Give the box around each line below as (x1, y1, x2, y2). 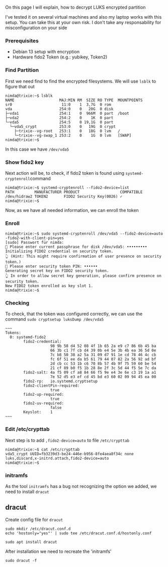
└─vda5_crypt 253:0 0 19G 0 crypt (10, 124, 116, 129)
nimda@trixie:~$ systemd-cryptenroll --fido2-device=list (5, 185, 129, 190)
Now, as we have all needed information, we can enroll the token (5, 207, 139, 213)
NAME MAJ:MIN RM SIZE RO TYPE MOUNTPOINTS (5, 98, 143, 103)
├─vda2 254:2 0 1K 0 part (5, 115, 114, 120)
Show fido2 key (5, 159, 44, 166)
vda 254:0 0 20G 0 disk (5, 106, 114, 111)
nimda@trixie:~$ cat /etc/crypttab (5, 447, 80, 452)
